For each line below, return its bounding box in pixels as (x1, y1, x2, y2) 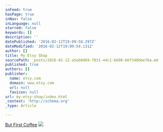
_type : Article (5, 103, 37, 108)
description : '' (5, 35, 39, 40)
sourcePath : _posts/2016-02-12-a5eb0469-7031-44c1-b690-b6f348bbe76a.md (5, 58, 159, 63)
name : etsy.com (9, 76, 41, 81)
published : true (5, 62, 39, 67)
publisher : (5, 71, 28, 76)
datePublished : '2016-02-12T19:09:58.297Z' (5, 39, 97, 44)
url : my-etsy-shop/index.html (5, 94, 68, 99)
